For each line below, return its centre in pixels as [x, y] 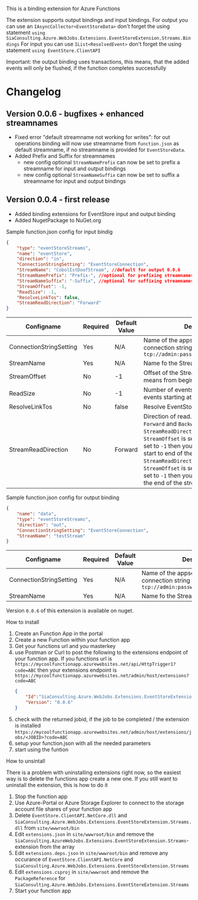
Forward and [160, 424]
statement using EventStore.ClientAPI [53, 50]
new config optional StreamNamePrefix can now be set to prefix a [102, 162]
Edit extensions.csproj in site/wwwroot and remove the [82, 872]
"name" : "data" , [37, 514]
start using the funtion [42, 749]
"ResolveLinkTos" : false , [49, 297]
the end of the [163, 483]
